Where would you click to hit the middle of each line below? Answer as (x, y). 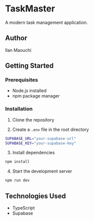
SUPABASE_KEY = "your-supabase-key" (41, 143)
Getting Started (29, 66)
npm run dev (17, 180)
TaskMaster (30, 9)
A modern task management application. (47, 22)
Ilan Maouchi (18, 50)
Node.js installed (29, 91)
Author (16, 38)
